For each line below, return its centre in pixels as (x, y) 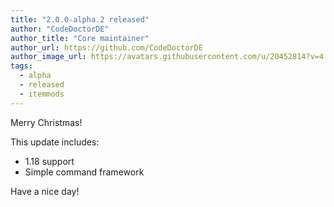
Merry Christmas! (46, 122)
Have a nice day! (45, 191)
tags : (21, 66)
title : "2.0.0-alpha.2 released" (80, 19)
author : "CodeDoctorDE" (60, 29)
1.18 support (49, 161)
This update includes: (55, 142)
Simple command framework (84, 172)
